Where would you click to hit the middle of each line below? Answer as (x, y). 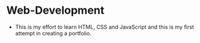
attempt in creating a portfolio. (53, 33)
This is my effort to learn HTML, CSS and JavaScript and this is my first (104, 27)
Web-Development (55, 10)
